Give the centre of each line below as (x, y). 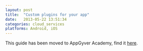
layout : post (19, 10)
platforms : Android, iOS (31, 29)
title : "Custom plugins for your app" (47, 15)
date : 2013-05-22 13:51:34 (36, 19)
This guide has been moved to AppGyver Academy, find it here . (71, 43)
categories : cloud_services (35, 24)
